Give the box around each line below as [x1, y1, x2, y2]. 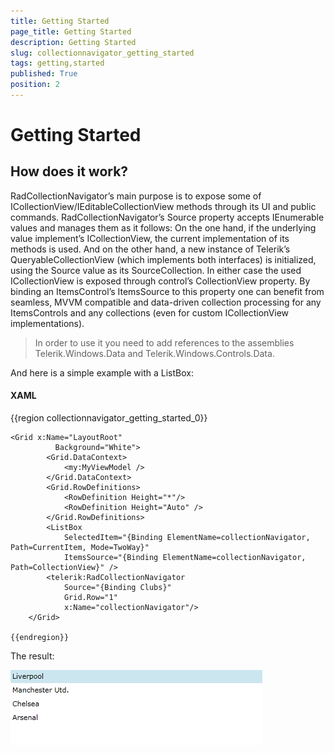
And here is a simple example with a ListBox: [10, 366, 194, 379]
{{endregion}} [10, 633, 70, 643]
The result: [10, 650, 55, 662]
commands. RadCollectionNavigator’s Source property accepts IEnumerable [10, 211, 325, 223]
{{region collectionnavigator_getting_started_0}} [10, 412, 208, 424]
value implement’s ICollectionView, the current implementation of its [10, 232, 290, 244]
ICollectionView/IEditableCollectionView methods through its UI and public [10, 200, 317, 212]
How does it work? [10, 163, 129, 180]
